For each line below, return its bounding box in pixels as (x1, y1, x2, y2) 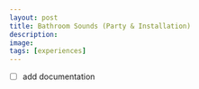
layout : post (9, 13, 59, 22)
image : (9, 38, 34, 48)
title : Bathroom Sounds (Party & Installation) (9, 22, 192, 31)
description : (9, 30, 59, 39)
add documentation (22, 71, 95, 82)
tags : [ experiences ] (9, 47, 87, 56)
